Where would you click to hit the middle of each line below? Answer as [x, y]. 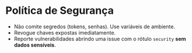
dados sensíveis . [35, 45]
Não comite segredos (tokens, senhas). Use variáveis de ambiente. [95, 26]
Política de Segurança [60, 11]
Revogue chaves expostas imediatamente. [65, 32]
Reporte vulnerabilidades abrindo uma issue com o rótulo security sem [100, 39]
